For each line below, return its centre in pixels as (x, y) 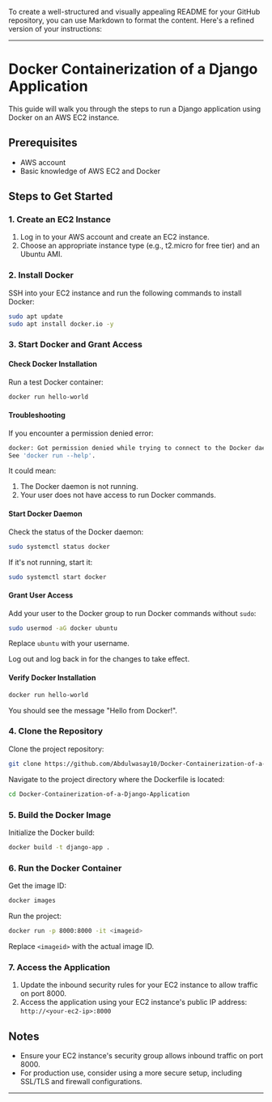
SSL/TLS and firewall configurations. (81, 1081)
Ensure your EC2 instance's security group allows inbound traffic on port (142, 1055)
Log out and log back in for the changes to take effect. (99, 659)
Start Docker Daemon (45, 514)
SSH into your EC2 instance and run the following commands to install (125, 293)
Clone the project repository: (56, 749)
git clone (25, 764)
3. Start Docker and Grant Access (76, 345)
